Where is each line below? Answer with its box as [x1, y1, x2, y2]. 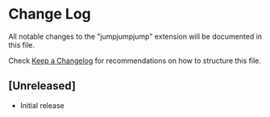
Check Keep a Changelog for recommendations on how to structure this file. [8, 56, 262, 65]
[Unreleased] [8, 79, 77, 93]
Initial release [19, 100, 64, 110]
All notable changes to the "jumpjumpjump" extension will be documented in [8, 31, 263, 41]
